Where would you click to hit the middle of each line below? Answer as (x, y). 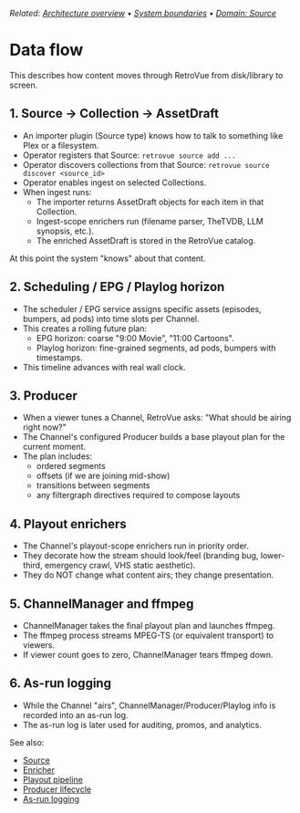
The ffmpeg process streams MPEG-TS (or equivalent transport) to (148, 635)
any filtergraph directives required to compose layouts (138, 495)
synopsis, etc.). (65, 231)
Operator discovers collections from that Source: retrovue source (146, 164)
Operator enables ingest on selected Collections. (114, 182)
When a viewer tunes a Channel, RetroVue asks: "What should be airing (157, 418)
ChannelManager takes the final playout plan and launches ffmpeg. (149, 625)
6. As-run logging (61, 683)
